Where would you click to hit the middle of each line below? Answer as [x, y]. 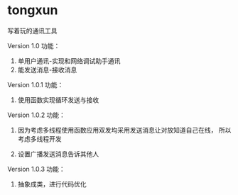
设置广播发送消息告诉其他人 [58, 154]
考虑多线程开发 [39, 139]
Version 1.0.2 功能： [37, 115]
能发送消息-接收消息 [47, 69]
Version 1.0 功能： [34, 45]
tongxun [33, 10]
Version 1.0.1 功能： [36, 84]
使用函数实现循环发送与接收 [58, 100]
